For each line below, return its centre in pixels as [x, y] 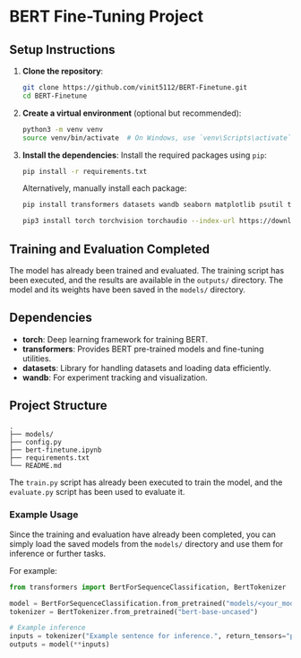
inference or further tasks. [57, 553]
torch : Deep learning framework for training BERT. [115, 339]
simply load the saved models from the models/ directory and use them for [146, 543]
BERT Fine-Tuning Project [107, 17]
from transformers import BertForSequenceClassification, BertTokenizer [148, 587]
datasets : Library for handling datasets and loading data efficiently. [146, 368]
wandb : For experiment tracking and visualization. [115, 377]
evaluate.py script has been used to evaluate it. [97, 491]
